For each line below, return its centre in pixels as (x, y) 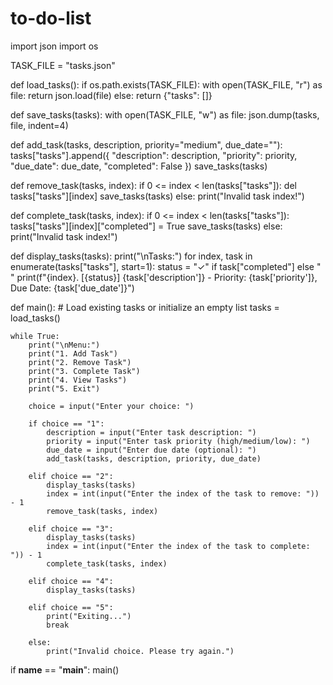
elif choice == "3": (71, 528)
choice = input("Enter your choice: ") (111, 406)
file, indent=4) (39, 125)
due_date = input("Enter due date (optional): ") (151, 450)
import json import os (54, 46)
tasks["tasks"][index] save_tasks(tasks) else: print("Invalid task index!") (157, 196)
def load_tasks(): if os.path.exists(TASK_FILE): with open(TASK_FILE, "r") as (166, 84)
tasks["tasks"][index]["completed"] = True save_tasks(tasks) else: (146, 226)
